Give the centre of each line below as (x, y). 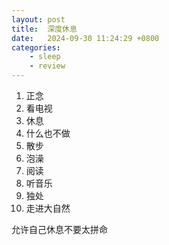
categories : (36, 47)
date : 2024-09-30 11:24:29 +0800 (85, 38)
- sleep (45, 57)
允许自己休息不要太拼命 (59, 229)
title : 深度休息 (44, 29)
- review (47, 66)
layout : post (38, 19)
